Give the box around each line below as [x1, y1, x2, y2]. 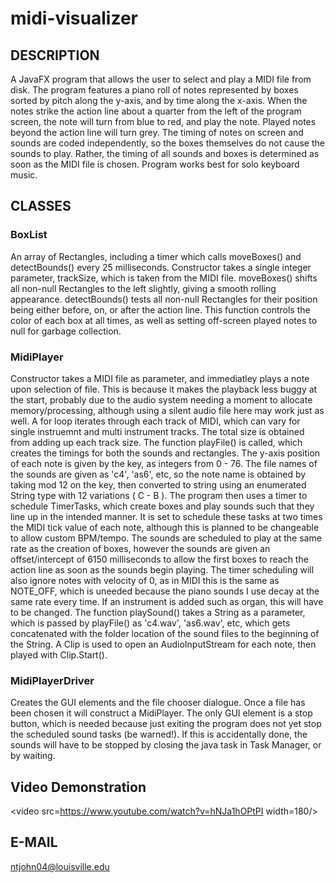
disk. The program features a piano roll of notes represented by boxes [10, 84, 299, 96]
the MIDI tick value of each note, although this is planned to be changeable [10, 521, 320, 533]
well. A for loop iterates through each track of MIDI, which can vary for [10, 415, 301, 427]
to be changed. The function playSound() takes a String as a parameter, [10, 606, 306, 618]
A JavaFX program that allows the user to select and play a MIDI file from [10, 73, 312, 85]
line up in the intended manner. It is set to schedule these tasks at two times [10, 510, 323, 522]
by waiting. [10, 750, 56, 762]
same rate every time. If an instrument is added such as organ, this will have [10, 595, 324, 607]
